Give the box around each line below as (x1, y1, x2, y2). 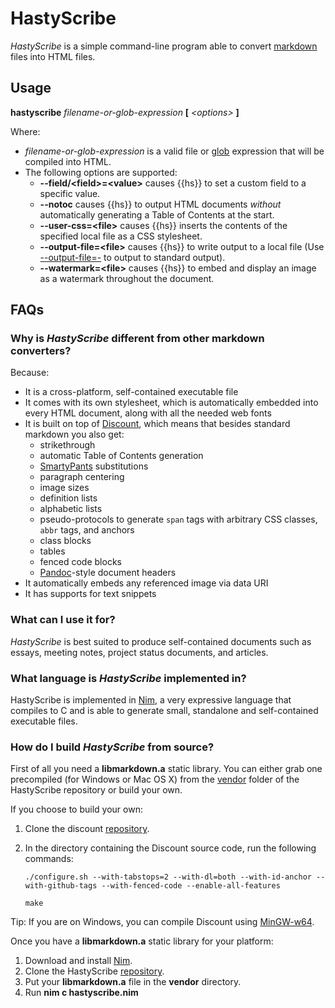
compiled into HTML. (24, 155, 112, 167)
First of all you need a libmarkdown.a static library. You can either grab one (10, 763, 323, 775)
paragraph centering (39, 471, 125, 483)
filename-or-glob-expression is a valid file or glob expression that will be (24, 145, 325, 157)
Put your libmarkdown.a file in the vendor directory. (24, 976, 242, 988)
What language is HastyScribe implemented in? (10, 671, 247, 685)
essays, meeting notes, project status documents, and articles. (10, 646, 269, 658)
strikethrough (39, 439, 96, 451)
